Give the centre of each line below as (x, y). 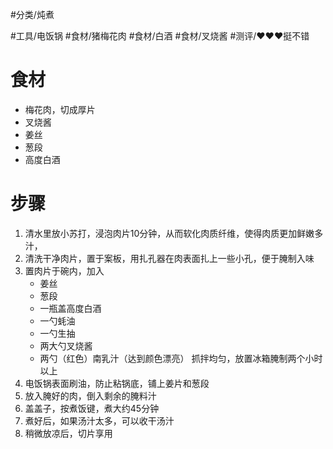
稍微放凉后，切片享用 (68, 433)
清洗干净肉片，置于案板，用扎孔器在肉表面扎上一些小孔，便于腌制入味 (169, 258)
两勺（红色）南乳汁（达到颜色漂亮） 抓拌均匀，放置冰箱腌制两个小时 (181, 358)
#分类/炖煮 (32, 14)
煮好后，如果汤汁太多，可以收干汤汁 (99, 420)
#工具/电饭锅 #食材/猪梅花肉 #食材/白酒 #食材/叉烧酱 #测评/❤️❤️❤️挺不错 (160, 36)
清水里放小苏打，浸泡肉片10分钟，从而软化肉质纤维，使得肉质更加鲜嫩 (169, 233)
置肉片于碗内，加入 (64, 270)
